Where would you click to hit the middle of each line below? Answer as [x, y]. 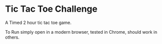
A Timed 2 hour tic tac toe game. [38, 22]
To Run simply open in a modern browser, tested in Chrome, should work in [81, 32]
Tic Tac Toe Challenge [51, 9]
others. [12, 37]
